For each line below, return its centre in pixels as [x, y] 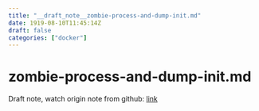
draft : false [30, 30]
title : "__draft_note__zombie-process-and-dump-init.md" [105, 15]
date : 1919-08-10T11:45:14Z [55, 23]
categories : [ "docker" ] [48, 38]
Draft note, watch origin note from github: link [83, 99]
